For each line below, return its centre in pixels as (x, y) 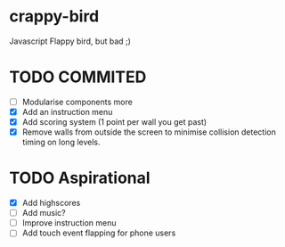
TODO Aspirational (80, 178)
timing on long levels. (61, 142)
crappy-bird (54, 16)
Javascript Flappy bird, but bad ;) (70, 41)
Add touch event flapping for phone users (99, 233)
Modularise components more (77, 102)
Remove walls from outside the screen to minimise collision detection (149, 132)
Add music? (44, 213)
